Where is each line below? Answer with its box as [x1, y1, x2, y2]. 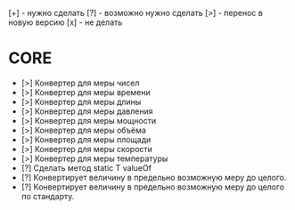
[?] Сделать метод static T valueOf [20, 162, 152, 173]
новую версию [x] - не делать [8, 17, 123, 28]
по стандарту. [20, 190, 75, 201]
